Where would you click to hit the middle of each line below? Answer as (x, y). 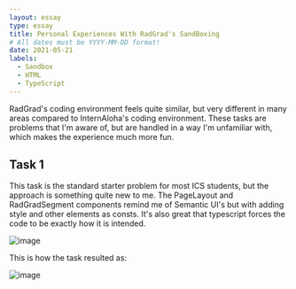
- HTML (29, 75)
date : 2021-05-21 (41, 51)
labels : (23, 59)
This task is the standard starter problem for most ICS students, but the (139, 186)
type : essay (31, 26)
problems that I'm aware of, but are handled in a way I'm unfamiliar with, (141, 127)
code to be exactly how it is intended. (78, 223)
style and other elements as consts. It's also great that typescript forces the (148, 215)
